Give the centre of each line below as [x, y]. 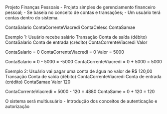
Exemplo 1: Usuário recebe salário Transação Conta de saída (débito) [76, 37]
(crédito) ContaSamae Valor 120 [38, 82]
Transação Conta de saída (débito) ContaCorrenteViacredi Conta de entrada [83, 76]
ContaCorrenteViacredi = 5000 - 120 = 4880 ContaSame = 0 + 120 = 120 [80, 91]
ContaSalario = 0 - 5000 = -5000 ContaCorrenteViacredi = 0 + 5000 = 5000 [83, 61]
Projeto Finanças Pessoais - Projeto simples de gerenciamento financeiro [81, 7]
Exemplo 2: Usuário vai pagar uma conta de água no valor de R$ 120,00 [79, 71]
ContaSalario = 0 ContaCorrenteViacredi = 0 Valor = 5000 [65, 52]
